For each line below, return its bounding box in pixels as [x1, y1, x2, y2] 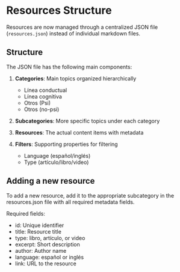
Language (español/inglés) [23, 152, 91, 159]
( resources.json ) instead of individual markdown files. [6, 29, 140, 37]
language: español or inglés [14, 253, 84, 261]
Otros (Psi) [23, 99, 51, 106]
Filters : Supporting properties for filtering [14, 141, 119, 148]
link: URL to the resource [14, 259, 76, 267]
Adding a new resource [6, 176, 95, 186]
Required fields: [6, 210, 46, 217]
